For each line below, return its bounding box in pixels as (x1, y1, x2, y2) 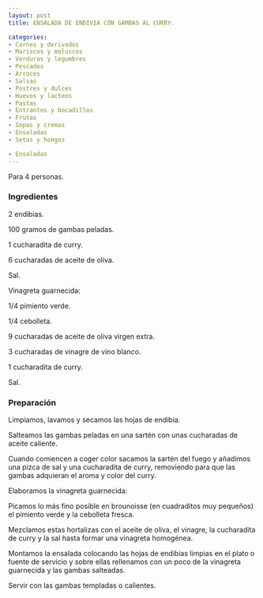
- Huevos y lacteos (8, 92, 73, 99)
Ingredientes (8, 191, 58, 202)
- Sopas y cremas (8, 121, 66, 129)
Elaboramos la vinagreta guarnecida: (8, 486, 128, 495)
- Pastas (8, 99, 37, 107)
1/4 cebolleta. (8, 316, 53, 326)
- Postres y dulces (8, 84, 73, 92)
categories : (8, 33, 47, 41)
